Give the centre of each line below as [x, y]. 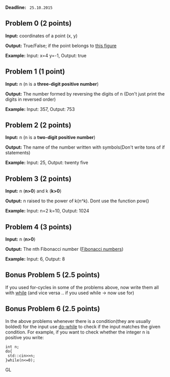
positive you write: [25, 337]
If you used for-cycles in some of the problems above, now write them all [82, 287]
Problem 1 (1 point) [35, 72]
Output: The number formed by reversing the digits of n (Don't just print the [85, 93]
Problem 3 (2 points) [38, 179]
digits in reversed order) [31, 99]
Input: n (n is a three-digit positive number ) [52, 84]
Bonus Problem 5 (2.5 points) [53, 275]
